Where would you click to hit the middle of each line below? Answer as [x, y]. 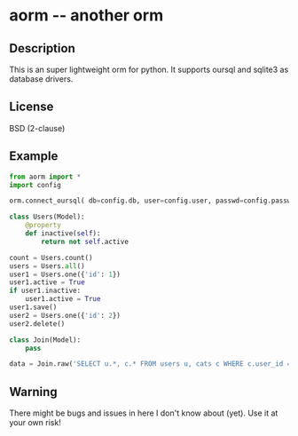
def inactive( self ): [63, 234]
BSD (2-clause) [37, 128]
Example [34, 156]
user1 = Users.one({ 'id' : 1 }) [65, 274]
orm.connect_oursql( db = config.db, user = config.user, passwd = [126, 201]
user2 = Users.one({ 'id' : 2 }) [65, 315]
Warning [33, 392]
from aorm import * [45, 177]
